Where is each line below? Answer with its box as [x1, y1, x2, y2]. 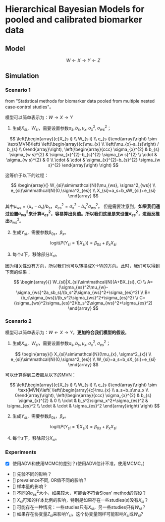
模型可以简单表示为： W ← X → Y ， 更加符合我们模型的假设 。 [5, 330, 130, 336]
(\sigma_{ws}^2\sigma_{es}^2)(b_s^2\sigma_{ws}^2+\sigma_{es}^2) [14, 300, 153, 306]
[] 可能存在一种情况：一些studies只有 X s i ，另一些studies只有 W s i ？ [12, 504, 146, 511]
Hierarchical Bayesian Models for [5, 3, 145, 15]
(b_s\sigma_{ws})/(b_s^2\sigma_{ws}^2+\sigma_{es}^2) [21, 294, 135, 300]
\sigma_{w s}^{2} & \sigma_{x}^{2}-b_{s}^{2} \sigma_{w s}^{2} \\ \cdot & [9, 152, 158, 158]
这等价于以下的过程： [5, 173, 49, 178]
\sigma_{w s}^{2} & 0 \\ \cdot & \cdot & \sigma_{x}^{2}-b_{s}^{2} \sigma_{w [6, 157, 161, 163]
